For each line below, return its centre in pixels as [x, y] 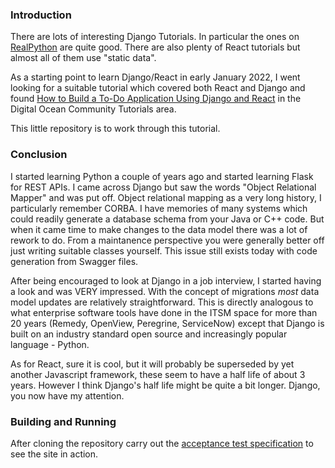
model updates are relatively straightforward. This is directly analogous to [162, 302]
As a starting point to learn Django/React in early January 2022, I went [155, 77]
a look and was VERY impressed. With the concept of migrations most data [165, 291]
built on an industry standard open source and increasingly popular [149, 334]
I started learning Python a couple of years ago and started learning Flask [162, 176]
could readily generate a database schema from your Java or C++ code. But [167, 219]
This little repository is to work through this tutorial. [115, 129]
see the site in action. [54, 454]
